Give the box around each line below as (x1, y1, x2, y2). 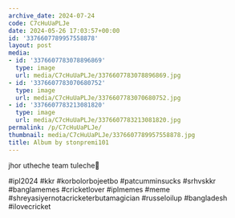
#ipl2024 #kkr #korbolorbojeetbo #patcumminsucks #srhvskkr (8, 176, 217, 185)
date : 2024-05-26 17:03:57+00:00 (8, 26, 120, 34)
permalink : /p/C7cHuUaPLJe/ (8, 123, 103, 131)
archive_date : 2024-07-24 (8, 11, 95, 20)
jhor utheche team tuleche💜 (8, 160, 100, 170)
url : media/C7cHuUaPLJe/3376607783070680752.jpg (15, 94, 181, 102)
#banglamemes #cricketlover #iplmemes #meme (8, 184, 171, 194)
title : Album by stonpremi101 (8, 138, 110, 147)
